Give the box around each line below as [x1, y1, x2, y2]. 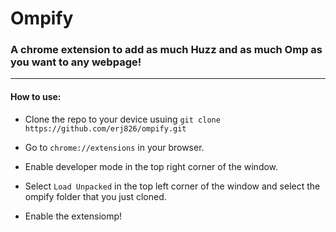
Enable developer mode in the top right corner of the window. [24, 160, 279, 172]
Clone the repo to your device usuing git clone [24, 113, 221, 125]
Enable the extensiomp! [24, 210, 123, 222]
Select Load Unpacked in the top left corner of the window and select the [24, 180, 321, 192]
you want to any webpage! [10, 55, 142, 69]
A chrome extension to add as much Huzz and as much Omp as [10, 43, 323, 57]
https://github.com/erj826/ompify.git [24, 123, 187, 134]
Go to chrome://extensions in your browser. [24, 141, 205, 153]
